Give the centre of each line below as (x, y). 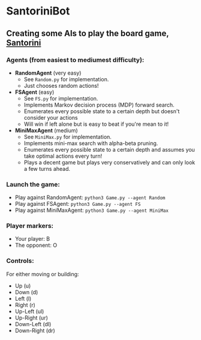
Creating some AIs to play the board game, (88, 33)
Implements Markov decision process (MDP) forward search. (99, 105)
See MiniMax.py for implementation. (68, 137)
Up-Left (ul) (29, 311)
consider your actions (51, 117)
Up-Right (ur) (31, 318)
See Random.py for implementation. (66, 79)
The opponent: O (36, 246)
